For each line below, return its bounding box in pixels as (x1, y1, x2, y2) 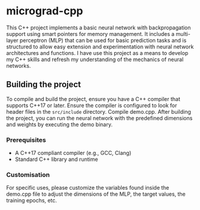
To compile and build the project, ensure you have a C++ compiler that (6, 95, 181, 102)
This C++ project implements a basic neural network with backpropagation (6, 24, 191, 31)
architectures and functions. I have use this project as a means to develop (6, 49, 189, 56)
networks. (6, 62, 31, 69)
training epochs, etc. (6, 197, 57, 204)
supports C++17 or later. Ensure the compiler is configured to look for (6, 102, 177, 109)
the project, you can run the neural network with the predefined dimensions (6, 114, 193, 121)
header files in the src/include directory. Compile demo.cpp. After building (6, 108, 192, 115)
